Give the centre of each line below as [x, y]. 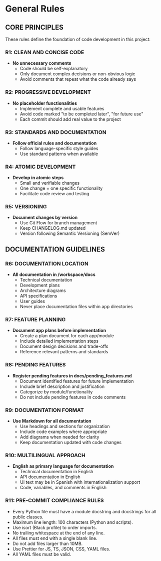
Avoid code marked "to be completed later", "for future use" [81, 114]
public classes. [28, 517]
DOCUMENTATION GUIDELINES [55, 249]
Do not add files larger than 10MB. [47, 543]
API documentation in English [50, 477]
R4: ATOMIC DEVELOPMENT [40, 167]
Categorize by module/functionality [56, 391]
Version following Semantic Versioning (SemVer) [70, 233]
